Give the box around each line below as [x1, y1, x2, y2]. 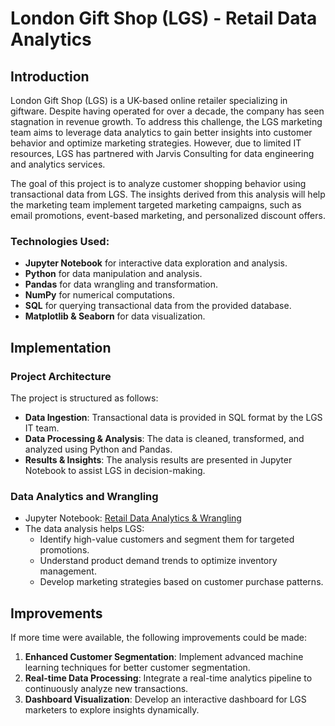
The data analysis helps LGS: [24, 523, 145, 535]
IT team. [24, 422, 60, 434]
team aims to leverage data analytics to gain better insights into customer [10, 127, 313, 138]
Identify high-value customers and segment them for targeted [39, 533, 295, 546]
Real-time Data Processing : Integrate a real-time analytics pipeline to [24, 672, 313, 684]
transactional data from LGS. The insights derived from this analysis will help [10, 188, 326, 200]
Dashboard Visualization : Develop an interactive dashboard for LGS [24, 693, 307, 706]
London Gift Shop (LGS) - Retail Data [10, 7, 318, 30]
